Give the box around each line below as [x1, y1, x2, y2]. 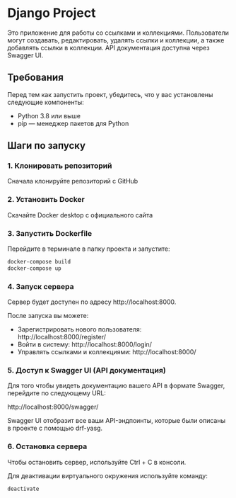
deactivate [7, 485, 40, 492]
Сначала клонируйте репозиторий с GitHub [7, 177, 138, 186]
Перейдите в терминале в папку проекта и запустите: [7, 244, 170, 253]
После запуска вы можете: [7, 312, 89, 320]
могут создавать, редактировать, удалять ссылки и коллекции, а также [7, 35, 225, 44]
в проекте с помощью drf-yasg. [7, 424, 103, 433]
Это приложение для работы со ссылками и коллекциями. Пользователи [7, 28, 230, 37]
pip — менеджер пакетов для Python [17, 119, 129, 128]
